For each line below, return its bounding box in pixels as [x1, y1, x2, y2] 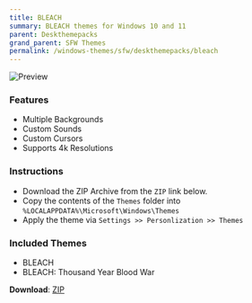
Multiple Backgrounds [22, 114, 104, 125]
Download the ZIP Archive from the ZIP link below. [22, 185, 208, 196]
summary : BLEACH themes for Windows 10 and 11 [9, 22, 187, 31]
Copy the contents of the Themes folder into [22, 195, 181, 206]
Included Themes [9, 236, 87, 249]
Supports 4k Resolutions [22, 143, 114, 154]
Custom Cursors [22, 133, 83, 144]
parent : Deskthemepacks [9, 30, 99, 39]
